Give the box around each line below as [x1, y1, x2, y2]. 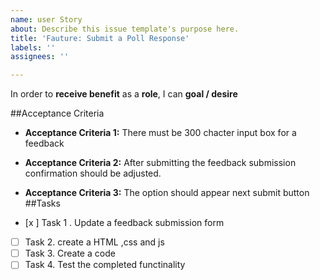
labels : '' [10, 42, 56, 53]
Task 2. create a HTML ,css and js [24, 236, 165, 248]
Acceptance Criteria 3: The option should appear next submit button [24, 187, 310, 199]
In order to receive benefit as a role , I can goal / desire [10, 88, 238, 100]
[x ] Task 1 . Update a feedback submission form [24, 217, 225, 229]
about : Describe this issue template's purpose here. [10, 24, 240, 34]
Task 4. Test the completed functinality [24, 259, 186, 271]
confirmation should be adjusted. [24, 167, 162, 180]
